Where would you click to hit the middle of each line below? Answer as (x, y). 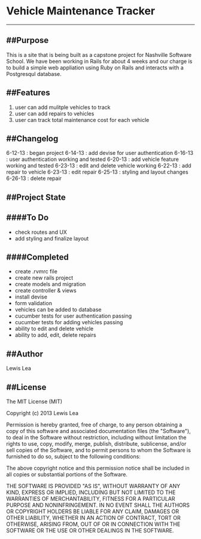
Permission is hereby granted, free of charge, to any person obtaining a (94, 425)
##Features (28, 93)
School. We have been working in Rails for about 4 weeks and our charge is (99, 61)
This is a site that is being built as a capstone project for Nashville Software (99, 54)
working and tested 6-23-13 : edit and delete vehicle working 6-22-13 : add (99, 166)
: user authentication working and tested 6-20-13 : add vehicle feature (93, 159)
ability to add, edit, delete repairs (56, 335)
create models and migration (50, 284)
